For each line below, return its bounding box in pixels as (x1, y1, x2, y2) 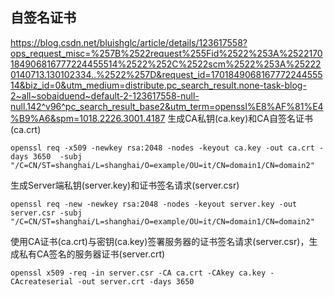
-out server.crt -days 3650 (77, 276, 195, 287)
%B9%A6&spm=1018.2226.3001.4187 (10, 112, 166, 124)
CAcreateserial (10, 276, 74, 287)
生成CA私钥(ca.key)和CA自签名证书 (167, 112, 313, 124)
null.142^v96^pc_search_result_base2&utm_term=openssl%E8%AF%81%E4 (10, 100, 324, 112)
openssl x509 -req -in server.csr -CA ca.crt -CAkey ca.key (10, 268, 267, 278)
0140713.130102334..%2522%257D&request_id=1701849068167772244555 (10, 68, 323, 80)
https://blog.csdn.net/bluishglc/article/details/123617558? (10, 36, 248, 48)
